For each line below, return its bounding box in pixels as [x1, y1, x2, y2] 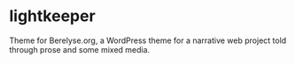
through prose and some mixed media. [9, 44, 151, 54]
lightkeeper [9, 6, 96, 26]
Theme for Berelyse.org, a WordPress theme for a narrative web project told [9, 35, 287, 46]
